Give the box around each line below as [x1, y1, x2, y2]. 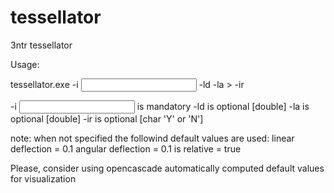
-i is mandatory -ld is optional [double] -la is [10, 100, 310, 112]
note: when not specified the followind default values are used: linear [10, 132, 295, 144]
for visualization [10, 172, 77, 185]
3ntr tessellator [10, 39, 73, 51]
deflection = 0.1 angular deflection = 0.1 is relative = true [10, 142, 242, 155]
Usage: [10, 58, 40, 70]
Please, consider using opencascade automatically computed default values [10, 162, 325, 174]
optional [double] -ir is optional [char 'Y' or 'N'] [10, 112, 204, 125]
